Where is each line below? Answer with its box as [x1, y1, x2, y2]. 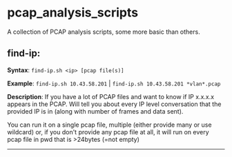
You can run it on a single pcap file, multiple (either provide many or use [7, 121, 212, 129]
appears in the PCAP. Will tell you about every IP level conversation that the [7, 100, 222, 108]
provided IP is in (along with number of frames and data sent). [7, 107, 184, 115]
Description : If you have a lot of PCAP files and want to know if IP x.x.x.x [7, 92, 215, 101]
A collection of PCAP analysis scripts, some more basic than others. [7, 28, 200, 36]
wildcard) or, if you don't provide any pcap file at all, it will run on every [7, 127, 209, 136]
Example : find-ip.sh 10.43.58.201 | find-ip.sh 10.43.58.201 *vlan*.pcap [7, 79, 221, 87]
